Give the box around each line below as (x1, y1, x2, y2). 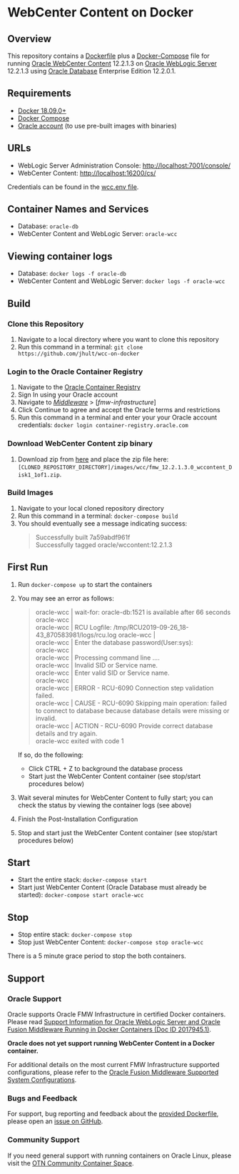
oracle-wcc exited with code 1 (35, 736, 124, 745)
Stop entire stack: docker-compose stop (17, 930, 133, 939)
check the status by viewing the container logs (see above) (17, 800, 192, 810)
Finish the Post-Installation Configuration (17, 815, 138, 823)
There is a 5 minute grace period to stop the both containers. (7, 951, 187, 960)
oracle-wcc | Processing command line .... (35, 653, 161, 662)
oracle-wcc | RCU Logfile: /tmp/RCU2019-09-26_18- (35, 623, 189, 631)
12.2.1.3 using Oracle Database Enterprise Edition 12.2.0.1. (7, 67, 176, 75)
